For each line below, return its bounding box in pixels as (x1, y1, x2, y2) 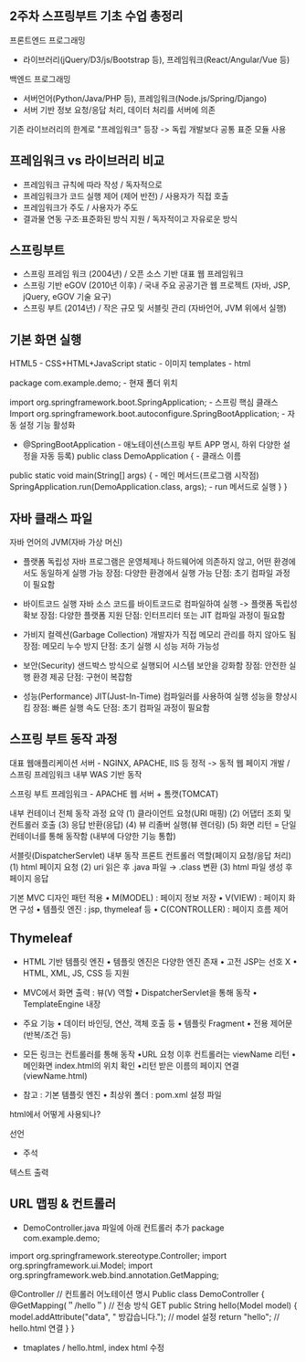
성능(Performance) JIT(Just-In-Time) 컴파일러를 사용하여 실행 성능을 (22, 691, 274, 702)
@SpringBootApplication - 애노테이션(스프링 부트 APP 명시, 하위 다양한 (22, 439, 281, 450)
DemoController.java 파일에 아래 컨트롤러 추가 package (22, 1222, 225, 1233)
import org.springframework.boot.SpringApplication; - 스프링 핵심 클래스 (9, 396, 279, 408)
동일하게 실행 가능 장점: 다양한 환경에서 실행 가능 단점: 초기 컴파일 (39, 567, 274, 578)
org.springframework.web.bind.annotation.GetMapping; (9, 1269, 219, 1281)
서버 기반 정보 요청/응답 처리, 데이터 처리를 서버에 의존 (22, 104, 216, 115)
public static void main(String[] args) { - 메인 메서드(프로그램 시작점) (9, 470, 259, 481)
